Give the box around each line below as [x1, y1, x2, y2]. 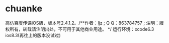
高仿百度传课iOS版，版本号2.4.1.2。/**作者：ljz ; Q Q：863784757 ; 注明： [5, 20, 159, 26]
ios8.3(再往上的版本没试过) [5, 32, 61, 38]
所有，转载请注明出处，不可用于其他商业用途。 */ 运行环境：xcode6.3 [9, 26, 154, 32]
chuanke [5, 3, 43, 14]
